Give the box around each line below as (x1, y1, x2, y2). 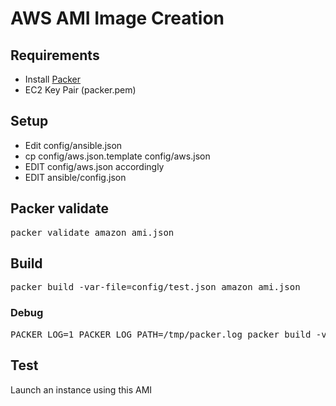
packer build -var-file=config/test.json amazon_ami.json (10, 282, 301, 293)
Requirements (10, 47, 100, 64)
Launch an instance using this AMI (10, 383, 153, 396)
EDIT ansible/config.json (24, 171, 127, 183)
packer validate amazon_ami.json (10, 227, 175, 238)
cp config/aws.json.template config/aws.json (24, 150, 211, 162)
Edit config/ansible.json (24, 139, 123, 151)
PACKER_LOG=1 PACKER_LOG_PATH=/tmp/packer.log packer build (10, 328, 312, 340)
